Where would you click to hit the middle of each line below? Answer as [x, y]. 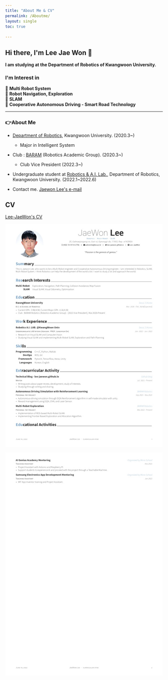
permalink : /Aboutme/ [28, 16]
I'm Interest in [22, 78]
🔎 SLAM [14, 99]
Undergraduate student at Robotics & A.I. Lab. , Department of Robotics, [86, 174]
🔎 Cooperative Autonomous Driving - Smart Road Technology [70, 105]
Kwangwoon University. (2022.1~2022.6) [54, 179]
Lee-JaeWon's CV [24, 217]
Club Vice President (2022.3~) [51, 164]
